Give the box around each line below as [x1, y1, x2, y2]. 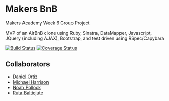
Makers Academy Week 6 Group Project [5, 20, 90, 26]
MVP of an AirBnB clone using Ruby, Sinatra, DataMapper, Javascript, [5, 30, 152, 36]
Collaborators [5, 60, 50, 69]
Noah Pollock [12, 84, 41, 90]
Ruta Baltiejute [12, 90, 43, 96]
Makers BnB [5, 3, 58, 15]
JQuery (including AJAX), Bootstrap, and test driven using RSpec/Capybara [5, 35, 164, 41]
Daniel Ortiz [12, 73, 38, 80]
